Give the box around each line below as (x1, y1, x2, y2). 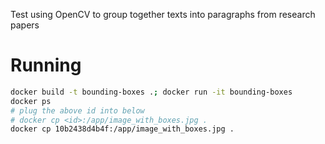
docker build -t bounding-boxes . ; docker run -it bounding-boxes (10, 87, 293, 97)
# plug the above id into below (10, 105, 145, 116)
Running (10, 54, 82, 77)
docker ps (10, 96, 52, 106)
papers (10, 19, 40, 31)
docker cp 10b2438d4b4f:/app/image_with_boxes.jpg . (10, 124, 235, 134)
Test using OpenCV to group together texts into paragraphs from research (10, 9, 316, 20)
